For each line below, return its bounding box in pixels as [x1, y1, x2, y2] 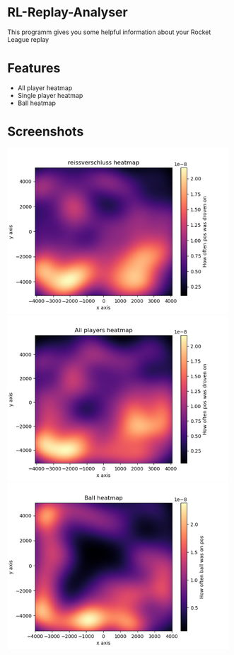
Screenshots [7, 123, 84, 140]
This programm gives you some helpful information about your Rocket [7, 28, 211, 36]
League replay [7, 35, 49, 43]
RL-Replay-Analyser [7, 4, 129, 21]
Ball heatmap [17, 99, 57, 107]
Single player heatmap [17, 91, 83, 99]
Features [7, 60, 61, 77]
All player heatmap [17, 83, 73, 92]
